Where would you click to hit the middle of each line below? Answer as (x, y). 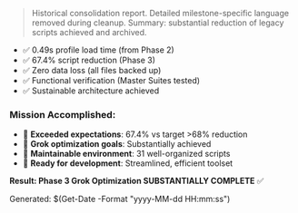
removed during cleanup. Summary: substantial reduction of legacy (158, 23)
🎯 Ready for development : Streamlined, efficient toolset (128, 163)
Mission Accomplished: (63, 114)
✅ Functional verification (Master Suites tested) (111, 80)
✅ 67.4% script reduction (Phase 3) (89, 60)
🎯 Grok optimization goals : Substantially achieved (117, 144)
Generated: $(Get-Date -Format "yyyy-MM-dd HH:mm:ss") (120, 199)
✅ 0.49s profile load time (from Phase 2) (98, 50)
